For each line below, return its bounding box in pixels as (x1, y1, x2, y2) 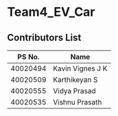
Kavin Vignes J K (53, 64, 108, 73)
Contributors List (7, 32, 82, 43)
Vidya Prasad (53, 86, 96, 95)
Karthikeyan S (53, 75, 98, 84)
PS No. (16, 52, 40, 61)
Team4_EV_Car (7, 4, 95, 20)
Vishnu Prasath (53, 97, 102, 107)
